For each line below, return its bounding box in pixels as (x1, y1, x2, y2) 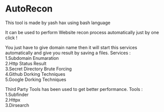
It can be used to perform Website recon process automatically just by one (5, 29, 159, 35)
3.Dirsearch (5, 102, 29, 108)
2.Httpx (5, 96, 21, 103)
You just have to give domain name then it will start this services (5, 44, 137, 50)
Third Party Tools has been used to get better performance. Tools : (5, 86, 143, 92)
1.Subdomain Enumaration (5, 55, 59, 61)
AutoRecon (5, 3, 53, 15)
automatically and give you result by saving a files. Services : (5, 50, 131, 56)
